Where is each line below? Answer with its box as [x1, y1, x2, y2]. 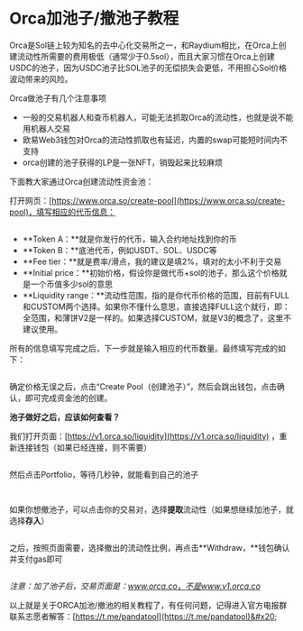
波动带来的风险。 [9, 73, 73, 84]
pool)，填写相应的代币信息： [9, 206, 115, 217]
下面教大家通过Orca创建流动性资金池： [9, 176, 154, 187]
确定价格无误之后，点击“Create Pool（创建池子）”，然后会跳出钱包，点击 [9, 380, 278, 392]
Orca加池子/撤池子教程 [9, 8, 179, 29]
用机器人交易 [22, 123, 70, 133]
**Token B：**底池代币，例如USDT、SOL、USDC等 [22, 244, 218, 255]
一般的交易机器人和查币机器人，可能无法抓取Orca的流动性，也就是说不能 [22, 112, 294, 123]
